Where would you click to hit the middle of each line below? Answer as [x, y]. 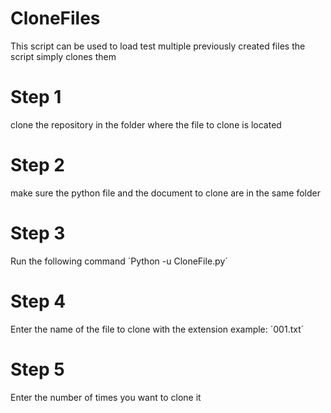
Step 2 [37, 165]
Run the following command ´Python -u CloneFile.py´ [119, 261]
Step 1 [36, 97]
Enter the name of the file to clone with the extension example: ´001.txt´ [157, 329]
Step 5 [37, 369]
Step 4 [38, 301]
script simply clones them [63, 56]
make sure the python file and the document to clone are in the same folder [165, 193]
